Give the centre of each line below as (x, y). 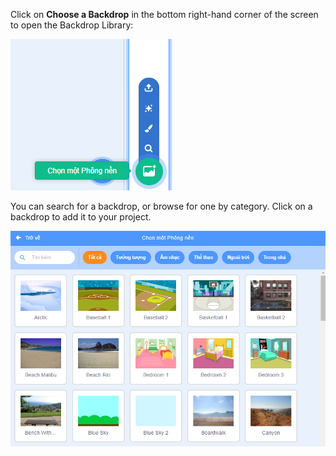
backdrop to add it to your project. (81, 217)
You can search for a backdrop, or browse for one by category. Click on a (161, 206)
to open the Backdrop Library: (72, 25)
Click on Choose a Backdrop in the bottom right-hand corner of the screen (164, 14)
